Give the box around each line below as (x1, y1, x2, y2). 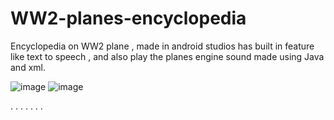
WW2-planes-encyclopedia (10, 7, 247, 30)
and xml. (10, 61, 46, 73)
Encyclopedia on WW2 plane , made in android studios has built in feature (10, 40, 315, 52)
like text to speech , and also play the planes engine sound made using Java (10, 50, 325, 62)
